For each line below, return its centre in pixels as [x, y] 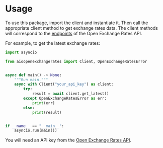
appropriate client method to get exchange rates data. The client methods [82, 28]
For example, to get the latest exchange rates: [53, 43]
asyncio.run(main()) [36, 131]
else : [29, 108]
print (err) [44, 103]
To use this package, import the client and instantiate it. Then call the [77, 23]
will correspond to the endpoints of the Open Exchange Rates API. [74, 33]
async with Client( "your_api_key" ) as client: [64, 84]
